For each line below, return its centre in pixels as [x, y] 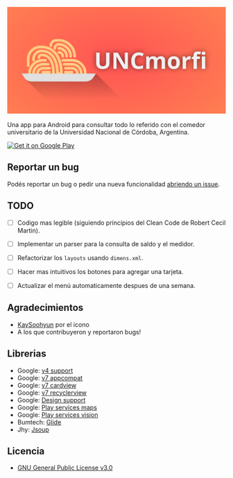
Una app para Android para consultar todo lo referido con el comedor [106, 125]
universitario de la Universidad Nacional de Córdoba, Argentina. [98, 133]
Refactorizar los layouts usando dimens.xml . [80, 257]
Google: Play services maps [57, 407]
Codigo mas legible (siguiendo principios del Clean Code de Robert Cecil [121, 223]
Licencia [26, 451]
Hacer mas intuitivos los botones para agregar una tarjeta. [100, 271]
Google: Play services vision [58, 415]
